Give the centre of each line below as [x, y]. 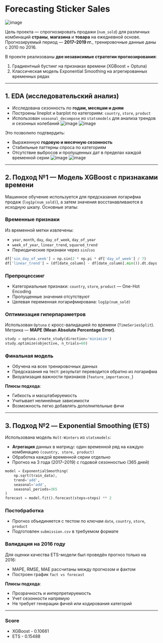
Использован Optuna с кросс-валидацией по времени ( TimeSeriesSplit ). [80, 325]
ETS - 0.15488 [26, 636]
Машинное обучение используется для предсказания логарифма [73, 197]
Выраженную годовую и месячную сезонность [62, 142]
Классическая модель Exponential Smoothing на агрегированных [80, 71]
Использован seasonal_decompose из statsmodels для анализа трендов [84, 118]
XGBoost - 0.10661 [31, 631]
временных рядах [31, 76]
